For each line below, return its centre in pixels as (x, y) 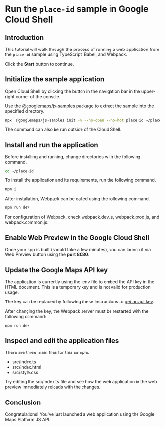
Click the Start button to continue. (40, 64)
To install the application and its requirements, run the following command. (81, 180)
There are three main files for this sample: (47, 352)
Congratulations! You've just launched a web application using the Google (80, 414)
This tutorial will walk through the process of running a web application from (82, 49)
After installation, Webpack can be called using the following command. (78, 199)
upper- (148, 91)
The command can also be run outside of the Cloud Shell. (63, 129)
